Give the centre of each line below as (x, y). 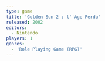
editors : (17, 28)
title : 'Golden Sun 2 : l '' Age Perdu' (53, 17)
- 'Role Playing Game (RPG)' (47, 49)
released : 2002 (25, 22)
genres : (16, 44)
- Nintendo (25, 33)
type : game (19, 11)
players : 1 (19, 38)
